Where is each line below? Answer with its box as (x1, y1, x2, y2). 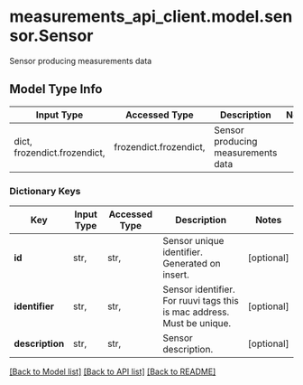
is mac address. (161, 305, 230, 318)
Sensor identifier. (161, 283, 236, 296)
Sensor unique (161, 235, 225, 248)
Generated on (161, 258, 221, 270)
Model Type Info (9, 81, 103, 97)
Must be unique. (161, 317, 232, 330)
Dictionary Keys (9, 184, 81, 197)
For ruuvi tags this (161, 295, 239, 307)
